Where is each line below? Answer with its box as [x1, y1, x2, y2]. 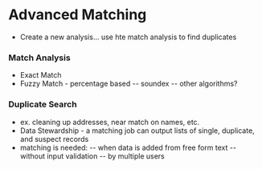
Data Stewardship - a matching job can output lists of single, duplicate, [19, 126, 255, 135]
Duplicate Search [8, 99, 78, 110]
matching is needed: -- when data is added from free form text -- [19, 143, 237, 152]
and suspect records [19, 134, 89, 143]
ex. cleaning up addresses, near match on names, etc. [19, 117, 200, 127]
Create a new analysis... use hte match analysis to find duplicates [19, 32, 237, 42]
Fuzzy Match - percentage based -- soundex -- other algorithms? [19, 78, 238, 89]
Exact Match [19, 70, 62, 80]
